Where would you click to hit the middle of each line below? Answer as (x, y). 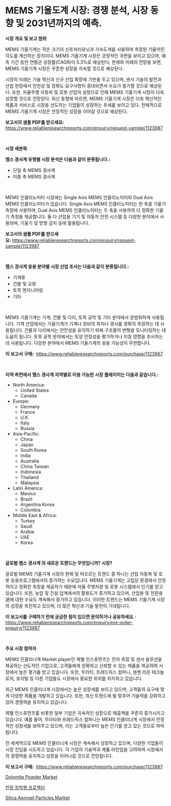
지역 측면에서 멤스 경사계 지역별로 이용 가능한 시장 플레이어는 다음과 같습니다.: (82, 375)
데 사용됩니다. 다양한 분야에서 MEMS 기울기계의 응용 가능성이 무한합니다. (78, 343)
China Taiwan (35, 466)
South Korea (33, 450)
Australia (30, 461)
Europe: (21, 401)
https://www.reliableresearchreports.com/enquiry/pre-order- (69, 622)
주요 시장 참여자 (21, 648)
